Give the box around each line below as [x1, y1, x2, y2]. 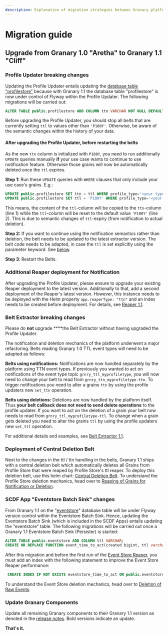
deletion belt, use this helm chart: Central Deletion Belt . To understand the [5, 473, 158, 479]
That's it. [5, 625, 24, 631]
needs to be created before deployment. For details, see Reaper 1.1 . [5, 301, 144, 307]
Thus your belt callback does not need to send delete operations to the [5, 402, 155, 408]
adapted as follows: [5, 350, 46, 356]
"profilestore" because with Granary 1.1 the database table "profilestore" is [5, 88, 158, 94]
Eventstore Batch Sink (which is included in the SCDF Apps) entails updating [5, 518, 162, 524]
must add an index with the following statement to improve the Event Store [5, 557, 158, 563]
